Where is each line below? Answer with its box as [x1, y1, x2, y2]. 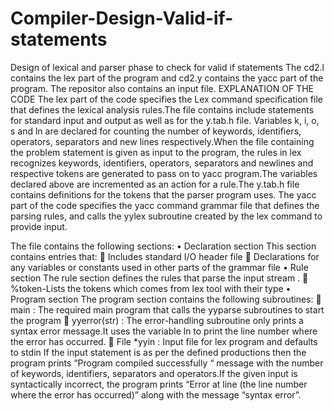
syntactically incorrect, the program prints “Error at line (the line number [10, 378, 308, 390]
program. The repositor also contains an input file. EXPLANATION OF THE [10, 82, 314, 94]
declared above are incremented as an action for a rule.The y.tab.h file [10, 178, 300, 190]
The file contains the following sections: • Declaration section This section [10, 240, 317, 252]
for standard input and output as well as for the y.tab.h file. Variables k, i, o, [10, 114, 320, 126]
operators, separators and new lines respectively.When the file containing [10, 135, 315, 147]
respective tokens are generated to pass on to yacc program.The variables [10, 167, 318, 179]
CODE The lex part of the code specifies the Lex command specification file [10, 93, 323, 105]
